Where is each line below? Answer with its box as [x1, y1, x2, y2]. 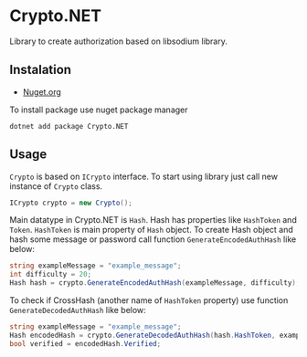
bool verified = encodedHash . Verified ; [9, 339, 162, 348]
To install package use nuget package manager [9, 104, 189, 115]
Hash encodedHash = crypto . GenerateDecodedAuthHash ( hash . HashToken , [9, 331, 276, 340]
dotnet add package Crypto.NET [9, 121, 129, 131]
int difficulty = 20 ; [9, 270, 92, 279]
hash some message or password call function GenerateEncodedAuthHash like [9, 234, 297, 245]
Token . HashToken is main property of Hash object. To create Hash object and [9, 225, 294, 236]
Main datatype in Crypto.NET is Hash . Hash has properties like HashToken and [9, 215, 297, 226]
